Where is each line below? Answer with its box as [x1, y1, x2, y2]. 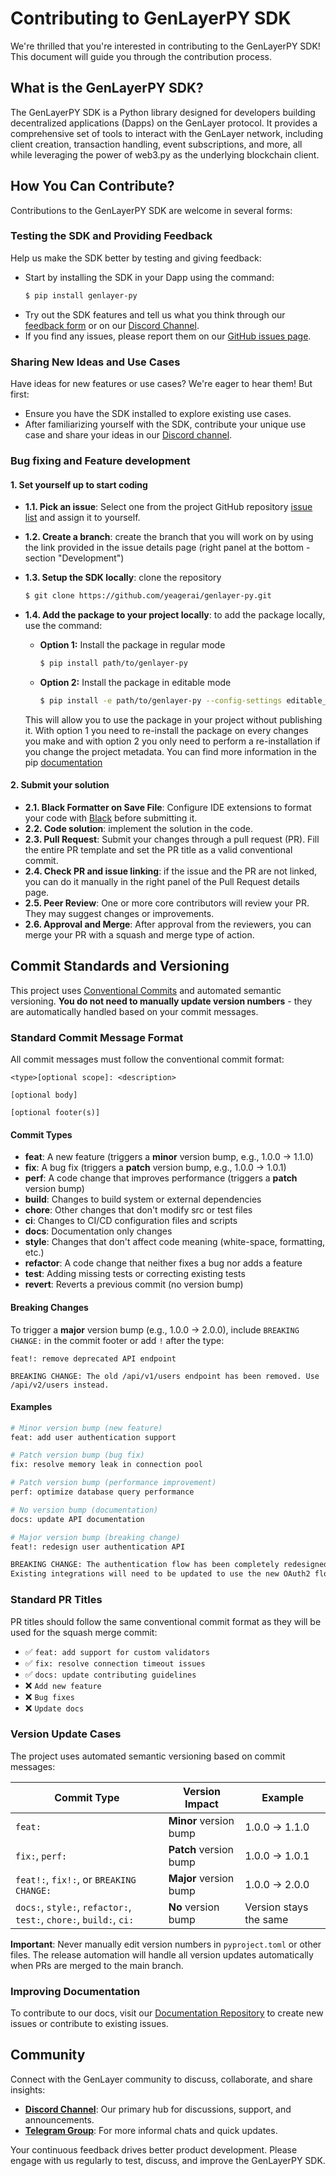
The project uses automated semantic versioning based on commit [10, 1750, 286, 1762]
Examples [10, 1401, 53, 1413]
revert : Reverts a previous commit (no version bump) [24, 1278, 244, 1291]
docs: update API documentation [10, 1514, 145, 1524]
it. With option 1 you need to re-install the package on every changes [24, 724, 309, 736]
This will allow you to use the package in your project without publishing [24, 713, 323, 726]
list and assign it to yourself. [24, 512, 141, 524]
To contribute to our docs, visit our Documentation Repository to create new [10, 2007, 324, 2019]
